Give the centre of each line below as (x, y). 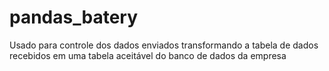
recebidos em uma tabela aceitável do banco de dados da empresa (148, 55)
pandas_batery (74, 17)
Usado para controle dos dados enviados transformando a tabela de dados (164, 45)
